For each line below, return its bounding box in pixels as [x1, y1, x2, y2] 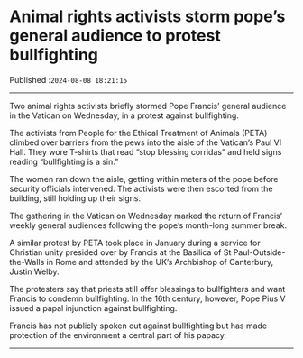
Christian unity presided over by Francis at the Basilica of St [9, 246, 232, 258]
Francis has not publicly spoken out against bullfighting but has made [9, 320, 268, 331]
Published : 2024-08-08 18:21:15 [9, 74, 128, 85]
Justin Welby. [9, 266, 60, 277]
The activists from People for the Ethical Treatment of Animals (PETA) [9, 127, 268, 138]
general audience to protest [9, 25, 221, 46]
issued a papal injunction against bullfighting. [9, 302, 178, 313]
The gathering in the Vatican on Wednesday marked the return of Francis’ [9, 210, 282, 221]
